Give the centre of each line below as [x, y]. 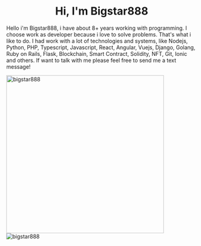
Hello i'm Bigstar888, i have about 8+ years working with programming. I [97, 28]
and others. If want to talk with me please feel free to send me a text [91, 60]
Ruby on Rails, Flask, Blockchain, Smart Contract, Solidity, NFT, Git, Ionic [97, 53]
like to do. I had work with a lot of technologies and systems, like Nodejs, [97, 41]
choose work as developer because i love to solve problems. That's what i [99, 34]
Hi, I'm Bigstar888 [102, 11]
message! [18, 67]
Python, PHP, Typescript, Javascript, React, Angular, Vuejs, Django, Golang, [101, 47]
